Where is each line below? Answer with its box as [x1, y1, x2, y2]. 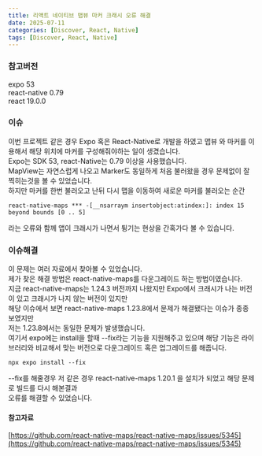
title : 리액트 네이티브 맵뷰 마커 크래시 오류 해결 [8, 11, 151, 20]
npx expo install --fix [8, 359, 87, 367]
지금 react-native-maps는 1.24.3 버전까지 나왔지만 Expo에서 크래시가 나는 [8, 284, 238, 294]
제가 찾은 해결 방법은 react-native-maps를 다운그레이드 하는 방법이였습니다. [8, 274, 242, 284]
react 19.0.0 [8, 96, 46, 106]
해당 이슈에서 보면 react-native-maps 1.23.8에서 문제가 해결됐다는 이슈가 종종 [8, 304, 249, 313]
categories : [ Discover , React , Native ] [8, 26, 139, 34]
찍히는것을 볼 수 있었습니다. [8, 176, 93, 185]
